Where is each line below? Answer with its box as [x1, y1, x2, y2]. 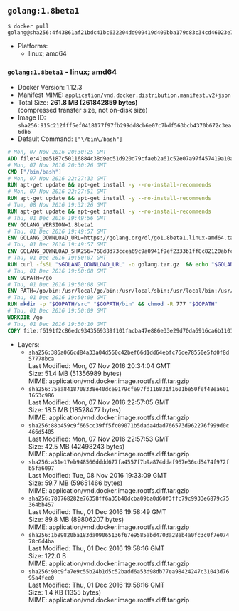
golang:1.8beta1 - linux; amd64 [7, 67, 117, 77]
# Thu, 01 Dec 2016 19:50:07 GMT [7, 254, 107, 262]
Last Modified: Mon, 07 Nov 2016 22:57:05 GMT [28, 398, 169, 407]
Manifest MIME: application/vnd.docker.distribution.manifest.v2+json [17, 90, 231, 99]
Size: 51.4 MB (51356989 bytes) [28, 369, 122, 377]
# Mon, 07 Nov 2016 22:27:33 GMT [7, 174, 107, 182]
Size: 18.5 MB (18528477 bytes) [28, 405, 122, 414]
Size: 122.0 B [28, 551, 67, 560]
